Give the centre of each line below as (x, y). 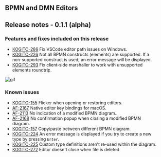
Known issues (22, 92)
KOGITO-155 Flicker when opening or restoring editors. (67, 103)
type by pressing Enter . (36, 139)
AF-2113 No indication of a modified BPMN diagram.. (65, 113)
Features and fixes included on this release (57, 39)
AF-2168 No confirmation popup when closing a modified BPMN (76, 118)
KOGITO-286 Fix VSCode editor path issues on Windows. (70, 49)
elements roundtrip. (32, 70)
